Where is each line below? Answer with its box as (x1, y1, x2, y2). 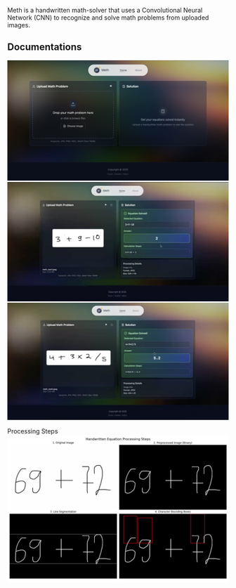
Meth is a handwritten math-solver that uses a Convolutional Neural (7, 6, 203, 14)
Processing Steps (7, 426, 58, 435)
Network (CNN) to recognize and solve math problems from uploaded (7, 13, 209, 22)
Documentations (7, 41, 82, 53)
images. (7, 21, 30, 29)
